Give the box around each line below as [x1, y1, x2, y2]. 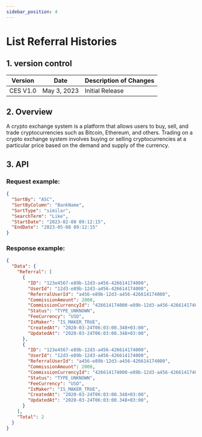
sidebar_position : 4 [6, 8, 58, 15]
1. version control [6, 58, 72, 69]
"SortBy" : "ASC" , [11, 196, 55, 202]
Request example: [6, 177, 60, 185]
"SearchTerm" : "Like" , [11, 213, 69, 219]
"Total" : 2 [17, 414, 44, 420]
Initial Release [84, 86, 124, 95]
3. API [6, 159, 29, 169]
